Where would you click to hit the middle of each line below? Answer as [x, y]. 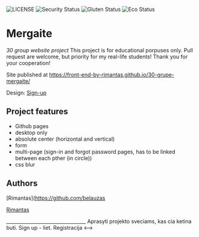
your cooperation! [28, 63]
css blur [25, 164]
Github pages [32, 126]
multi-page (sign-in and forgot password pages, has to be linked [95, 152]
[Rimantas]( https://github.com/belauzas [56, 198]
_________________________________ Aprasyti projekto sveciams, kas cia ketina [99, 221]
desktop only [31, 132]
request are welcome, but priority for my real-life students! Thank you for [97, 57]
